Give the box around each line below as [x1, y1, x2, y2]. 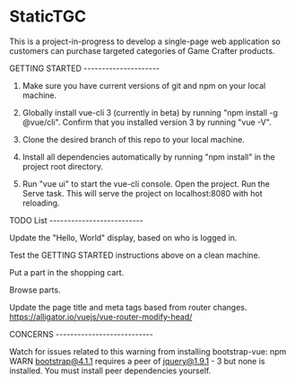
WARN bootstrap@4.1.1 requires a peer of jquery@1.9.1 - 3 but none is [9, 355, 265, 366]
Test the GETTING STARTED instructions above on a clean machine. [9, 249, 261, 260]
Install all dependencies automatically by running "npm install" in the [22, 151, 275, 162]
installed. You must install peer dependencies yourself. [9, 365, 212, 376]
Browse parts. [9, 284, 61, 295]
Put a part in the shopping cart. [9, 267, 125, 277]
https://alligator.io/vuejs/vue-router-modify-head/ [9, 311, 193, 322]
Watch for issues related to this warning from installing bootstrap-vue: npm [9, 346, 287, 356]
